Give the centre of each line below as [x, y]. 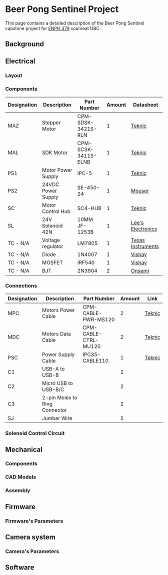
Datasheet [146, 104]
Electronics [144, 228]
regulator [52, 246]
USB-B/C [53, 389]
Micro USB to [57, 383]
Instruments [145, 246]
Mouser [140, 190]
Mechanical [24, 449]
